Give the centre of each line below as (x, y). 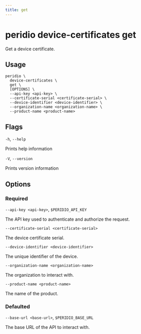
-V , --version (19, 159)
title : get (17, 10)
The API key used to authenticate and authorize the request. (67, 219)
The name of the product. (32, 293)
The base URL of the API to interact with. (47, 327)
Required (17, 198)
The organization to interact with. (40, 275)
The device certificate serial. (35, 238)
